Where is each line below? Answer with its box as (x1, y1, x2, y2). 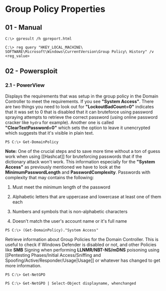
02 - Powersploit (5, 67, 58, 75)
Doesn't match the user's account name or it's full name (12, 218, 127, 224)
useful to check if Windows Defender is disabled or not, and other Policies (5, 242, 157, 247)
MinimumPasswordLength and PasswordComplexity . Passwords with (5, 169, 151, 175)
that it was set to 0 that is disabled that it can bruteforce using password (5, 109, 153, 115)
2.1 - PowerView (5, 82, 45, 89)
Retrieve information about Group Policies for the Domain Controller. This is (5, 236, 159, 242)
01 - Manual (5, 23, 42, 32)
